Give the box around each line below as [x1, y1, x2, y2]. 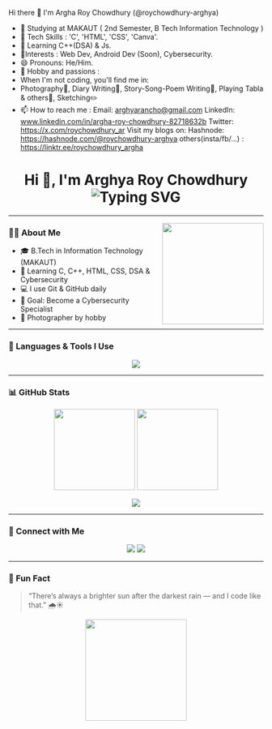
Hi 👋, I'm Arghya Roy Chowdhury [23, 171, 249, 190]
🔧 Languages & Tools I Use [8, 341, 115, 352]
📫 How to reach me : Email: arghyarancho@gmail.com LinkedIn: [19, 105, 236, 114]
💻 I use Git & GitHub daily [19, 284, 107, 294]
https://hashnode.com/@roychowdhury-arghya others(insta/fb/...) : [19, 134, 244, 144]
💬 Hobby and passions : [19, 66, 100, 76]
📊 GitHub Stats [8, 387, 70, 398]
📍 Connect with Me [8, 525, 85, 537]
